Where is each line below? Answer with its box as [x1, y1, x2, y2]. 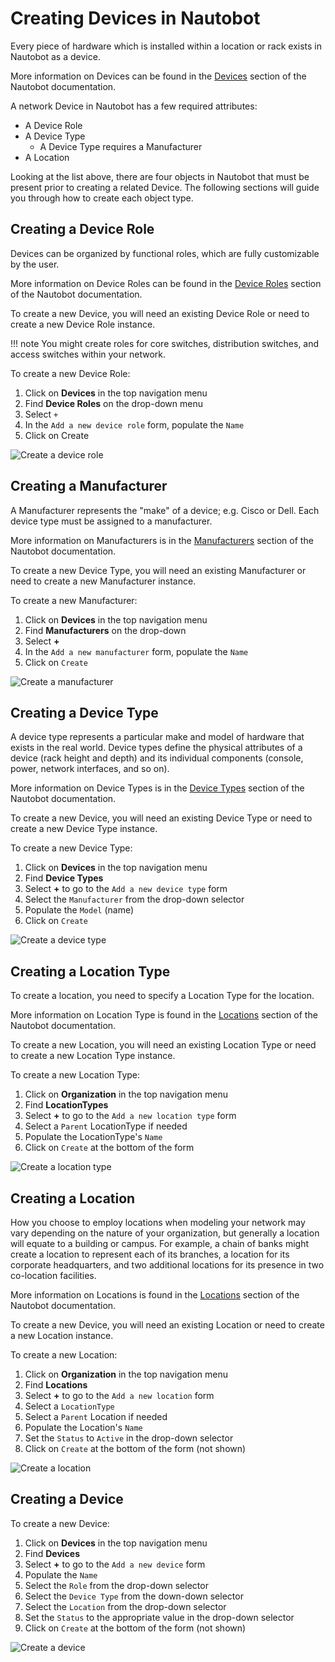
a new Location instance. [10, 1330, 114, 1341]
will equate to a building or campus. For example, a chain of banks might [10, 1238, 310, 1249]
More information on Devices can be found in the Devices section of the [10, 70, 307, 82]
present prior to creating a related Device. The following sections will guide [10, 181, 320, 193]
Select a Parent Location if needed [24, 1411, 168, 1422]
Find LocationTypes [24, 1099, 109, 1111]
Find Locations [24, 1379, 88, 1391]
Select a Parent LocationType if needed [24, 1120, 188, 1132]
